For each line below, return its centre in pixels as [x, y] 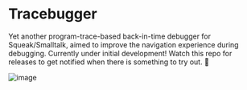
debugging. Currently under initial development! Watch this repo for [120, 53]
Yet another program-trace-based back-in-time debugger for [110, 36]
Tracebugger [53, 14]
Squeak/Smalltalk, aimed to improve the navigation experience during [123, 44]
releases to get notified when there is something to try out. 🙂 [109, 62]
